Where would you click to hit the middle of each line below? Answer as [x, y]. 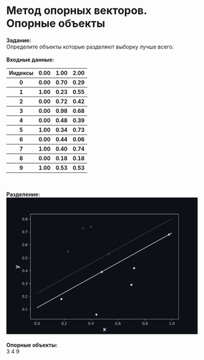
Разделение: [23, 194]
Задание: [19, 40]
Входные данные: [30, 59]
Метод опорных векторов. [77, 11]
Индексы [21, 73]
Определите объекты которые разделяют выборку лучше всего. [90, 47]
